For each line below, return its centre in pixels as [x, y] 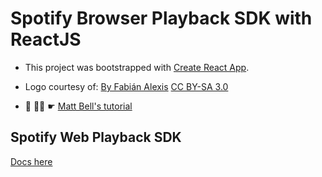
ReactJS [46, 39]
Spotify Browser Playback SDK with [161, 18]
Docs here [31, 161]
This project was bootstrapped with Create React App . [137, 67]
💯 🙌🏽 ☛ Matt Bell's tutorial [78, 106]
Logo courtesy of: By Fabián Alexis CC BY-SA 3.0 [126, 86]
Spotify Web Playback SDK [96, 137]
